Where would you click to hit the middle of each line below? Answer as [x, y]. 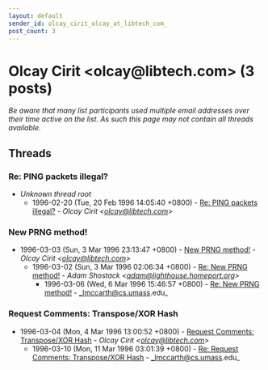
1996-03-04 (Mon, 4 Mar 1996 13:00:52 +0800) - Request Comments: [137, 331]
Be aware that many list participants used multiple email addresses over [129, 111]
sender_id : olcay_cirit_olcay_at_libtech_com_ [88, 23]
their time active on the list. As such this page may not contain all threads [131, 119]
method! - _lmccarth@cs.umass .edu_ [106, 293]
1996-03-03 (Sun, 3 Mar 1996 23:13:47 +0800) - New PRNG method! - [138, 250]
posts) [30, 88]
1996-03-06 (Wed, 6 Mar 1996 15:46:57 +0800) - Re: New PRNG [152, 284]
